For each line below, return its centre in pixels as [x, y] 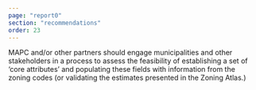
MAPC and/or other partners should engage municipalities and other [120, 53]
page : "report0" [35, 15]
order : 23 [25, 30]
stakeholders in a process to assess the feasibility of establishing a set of [128, 61]
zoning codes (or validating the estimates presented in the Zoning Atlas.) [127, 78]
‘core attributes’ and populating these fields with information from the [122, 69]
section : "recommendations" [55, 23]
